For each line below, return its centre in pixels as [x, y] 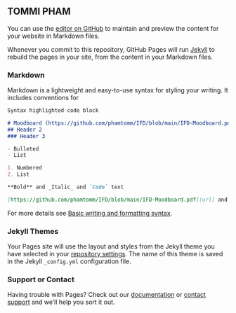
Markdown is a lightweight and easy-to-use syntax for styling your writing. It [118, 90]
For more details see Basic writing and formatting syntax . [90, 213]
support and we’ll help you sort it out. [61, 302]
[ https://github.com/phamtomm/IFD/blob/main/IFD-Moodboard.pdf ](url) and [118, 200]
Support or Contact [41, 279]
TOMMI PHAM [39, 12]
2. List [19, 174]
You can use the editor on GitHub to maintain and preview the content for [113, 28]
